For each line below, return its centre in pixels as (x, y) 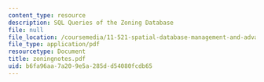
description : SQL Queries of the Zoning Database (91, 23)
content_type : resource (47, 15)
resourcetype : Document (47, 52)
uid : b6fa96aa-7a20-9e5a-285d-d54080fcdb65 (81, 66)
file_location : (33, 37)
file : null (26, 30)
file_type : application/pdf (54, 45)
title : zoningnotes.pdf (47, 59)
